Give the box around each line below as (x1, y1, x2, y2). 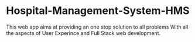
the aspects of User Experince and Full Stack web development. (6, 29, 161, 36)
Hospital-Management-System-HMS (6, 4, 190, 17)
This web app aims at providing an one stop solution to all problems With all (6, 23, 189, 30)
